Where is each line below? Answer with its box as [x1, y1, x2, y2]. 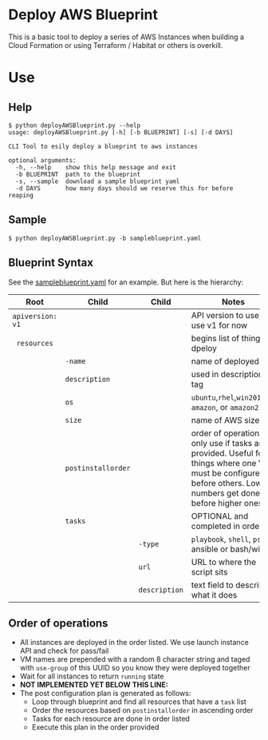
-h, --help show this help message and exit [15, 163, 177, 171]
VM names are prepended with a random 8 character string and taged [19, 654, 250, 664]
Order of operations [8, 616, 108, 630]
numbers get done [191, 487, 261, 499]
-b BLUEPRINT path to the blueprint [15, 170, 141, 178]
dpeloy [191, 342, 218, 353]
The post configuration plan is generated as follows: [19, 689, 191, 698]
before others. [191, 477, 245, 488]
